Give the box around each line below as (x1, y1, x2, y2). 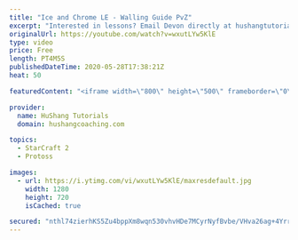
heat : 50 (9, 71, 42, 80)
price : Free (9, 46, 53, 55)
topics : (9, 135, 38, 145)
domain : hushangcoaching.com (17, 119, 125, 129)
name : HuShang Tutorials (17, 111, 109, 120)
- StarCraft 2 (17, 144, 69, 153)
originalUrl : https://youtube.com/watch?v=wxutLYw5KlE (9, 29, 216, 38)
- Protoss (17, 152, 53, 161)
